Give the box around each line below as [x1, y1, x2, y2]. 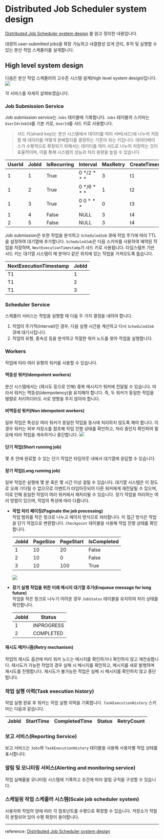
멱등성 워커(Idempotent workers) [5, 372, 71, 378]
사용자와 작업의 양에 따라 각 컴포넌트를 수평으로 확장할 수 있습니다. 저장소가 [5, 808, 148, 814]
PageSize [33, 538, 55, 545]
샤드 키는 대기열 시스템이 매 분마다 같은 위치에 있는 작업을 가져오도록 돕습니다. [5, 251, 154, 257]
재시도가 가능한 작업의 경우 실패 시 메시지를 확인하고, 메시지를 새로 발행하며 [11, 662, 155, 668]
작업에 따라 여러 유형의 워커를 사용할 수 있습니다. [5, 360, 98, 365]
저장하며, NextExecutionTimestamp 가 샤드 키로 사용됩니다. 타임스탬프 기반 [14, 245, 155, 251]
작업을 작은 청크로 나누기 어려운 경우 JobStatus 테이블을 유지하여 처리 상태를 [12, 596, 159, 602]
